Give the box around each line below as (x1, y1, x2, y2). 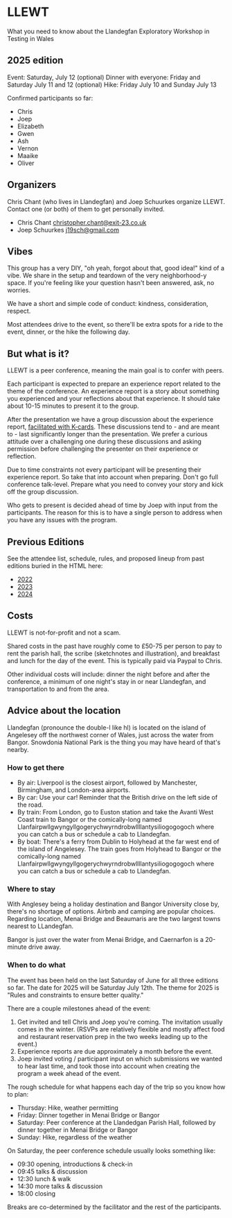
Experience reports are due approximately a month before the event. (17, 1047, 213, 1055)
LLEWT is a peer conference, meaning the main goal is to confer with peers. (7, 366, 224, 375)
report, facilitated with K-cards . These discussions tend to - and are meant (7, 422, 220, 431)
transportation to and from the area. (7, 685, 109, 693)
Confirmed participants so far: (7, 94, 93, 102)
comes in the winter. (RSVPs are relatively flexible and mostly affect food (17, 1024, 225, 1033)
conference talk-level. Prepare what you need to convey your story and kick (7, 480, 224, 489)
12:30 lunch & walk (17, 1174, 71, 1183)
